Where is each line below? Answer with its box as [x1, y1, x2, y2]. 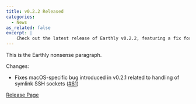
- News [11, 19, 27, 25]
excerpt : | [6, 30, 33, 36]
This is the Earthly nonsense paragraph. [6, 52, 102, 58]
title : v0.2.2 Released [6, 8, 64, 15]
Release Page [6, 91, 39, 98]
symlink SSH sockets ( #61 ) [14, 80, 79, 87]
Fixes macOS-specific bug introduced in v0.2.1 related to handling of [14, 74, 180, 81]
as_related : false [6, 24, 51, 31]
